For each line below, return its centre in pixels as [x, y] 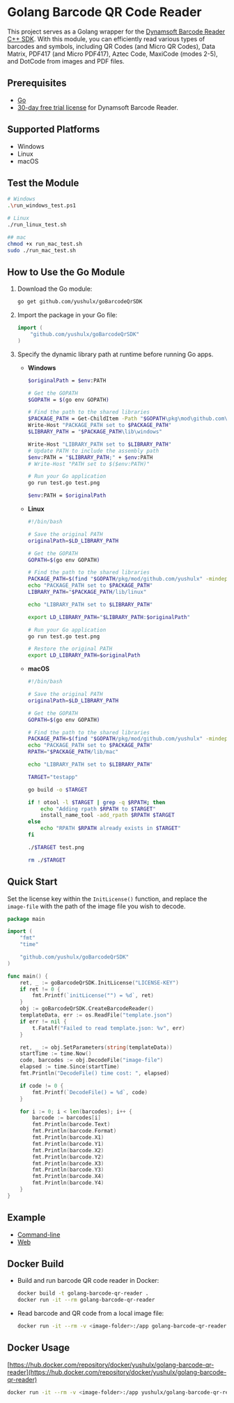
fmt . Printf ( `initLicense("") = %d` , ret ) [93, 996]
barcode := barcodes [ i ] [67, 1118]
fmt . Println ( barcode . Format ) [75, 1131]
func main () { [28, 976]
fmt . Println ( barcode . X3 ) [68, 1163]
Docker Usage [39, 1348]
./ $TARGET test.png [56, 847]
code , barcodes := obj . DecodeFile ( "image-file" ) [92, 1060]
